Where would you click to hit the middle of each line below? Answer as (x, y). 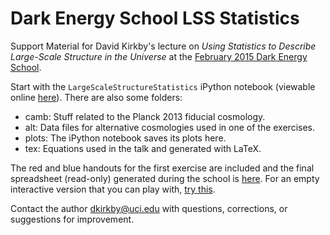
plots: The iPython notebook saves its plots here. (125, 138)
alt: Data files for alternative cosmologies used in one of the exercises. (169, 127)
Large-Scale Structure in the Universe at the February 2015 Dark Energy (159, 56)
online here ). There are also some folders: (96, 97)
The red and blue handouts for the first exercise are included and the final (162, 168)
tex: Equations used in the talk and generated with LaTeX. (143, 148)
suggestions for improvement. (72, 219)
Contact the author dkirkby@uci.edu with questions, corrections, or (149, 208)
